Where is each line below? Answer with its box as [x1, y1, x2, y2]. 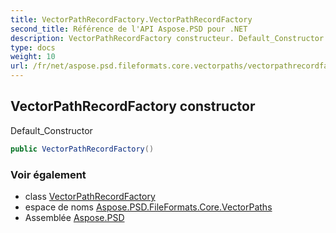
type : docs [10, 42, 56, 53]
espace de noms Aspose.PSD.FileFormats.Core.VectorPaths [24, 201, 273, 213]
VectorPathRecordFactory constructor [10, 98, 256, 115]
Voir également [10, 167, 87, 181]
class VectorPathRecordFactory [24, 190, 156, 202]
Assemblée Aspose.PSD [24, 211, 125, 223]
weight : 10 [10, 52, 56, 62]
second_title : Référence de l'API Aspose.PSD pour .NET [10, 24, 248, 34]
